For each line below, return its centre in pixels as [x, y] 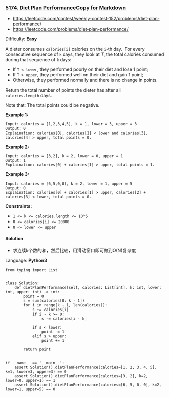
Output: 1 [16, 161]
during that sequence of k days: [38, 60]
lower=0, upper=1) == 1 [30, 380]
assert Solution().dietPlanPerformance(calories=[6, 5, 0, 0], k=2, [88, 385]
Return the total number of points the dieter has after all [63, 90]
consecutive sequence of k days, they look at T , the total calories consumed [85, 54]
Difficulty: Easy [21, 39]
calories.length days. [29, 96]
